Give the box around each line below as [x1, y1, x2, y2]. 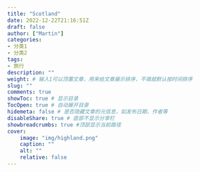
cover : [7, 128, 27, 135]
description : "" [7, 69, 55, 76]
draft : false [7, 23, 45, 30]
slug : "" [7, 82, 33, 89]
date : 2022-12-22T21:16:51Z [7, 17, 90, 24]
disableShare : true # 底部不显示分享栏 [7, 114, 115, 121]
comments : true [7, 88, 52, 95]
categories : [7, 37, 42, 44]
